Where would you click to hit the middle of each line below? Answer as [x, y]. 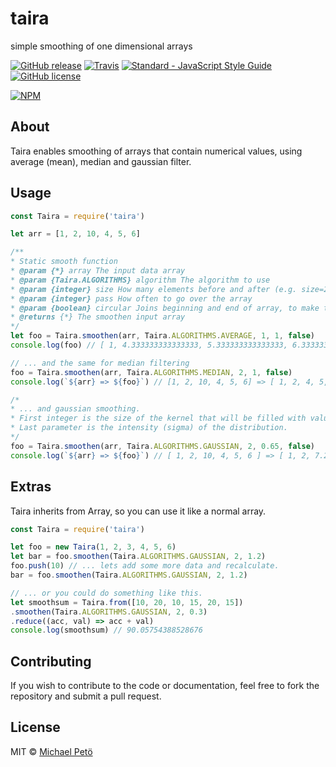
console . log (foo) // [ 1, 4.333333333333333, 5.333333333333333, [149, 345]
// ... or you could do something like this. [106, 593]
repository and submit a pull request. [86, 696]
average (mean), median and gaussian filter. [101, 161]
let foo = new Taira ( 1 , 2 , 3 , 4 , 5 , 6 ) [93, 547]
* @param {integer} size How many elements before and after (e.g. [154, 289]
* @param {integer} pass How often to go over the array [131, 298]
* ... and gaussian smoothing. [75, 409]
